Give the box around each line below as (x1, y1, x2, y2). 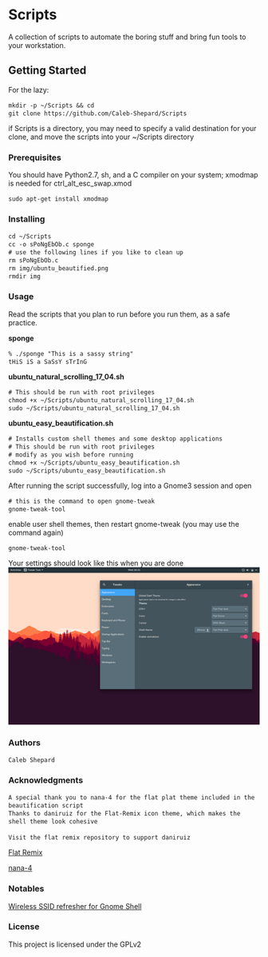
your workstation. (8, 40, 66, 50)
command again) (8, 528, 64, 537)
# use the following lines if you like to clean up (8, 249, 183, 257)
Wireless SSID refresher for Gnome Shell (8, 901, 142, 911)
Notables (8, 883, 45, 895)
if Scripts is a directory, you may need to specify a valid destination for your (8, 123, 257, 133)
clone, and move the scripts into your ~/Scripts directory (8, 132, 195, 142)
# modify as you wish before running (8, 450, 134, 459)
